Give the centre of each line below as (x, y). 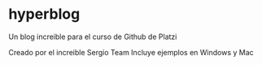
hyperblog (44, 14)
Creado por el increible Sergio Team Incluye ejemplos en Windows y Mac (131, 52)
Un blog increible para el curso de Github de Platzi (93, 37)
